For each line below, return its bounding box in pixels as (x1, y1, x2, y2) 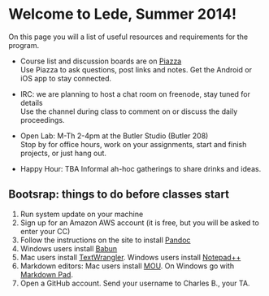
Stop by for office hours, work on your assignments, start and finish (20, 139, 247, 149)
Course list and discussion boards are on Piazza (20, 56, 182, 66)
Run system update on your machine (20, 209, 144, 219)
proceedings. (20, 115, 65, 124)
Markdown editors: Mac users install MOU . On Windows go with (20, 261, 235, 271)
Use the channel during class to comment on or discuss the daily (20, 107, 238, 116)
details (20, 98, 43, 107)
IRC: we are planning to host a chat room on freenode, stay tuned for (20, 89, 250, 98)
